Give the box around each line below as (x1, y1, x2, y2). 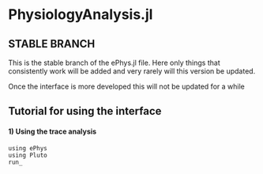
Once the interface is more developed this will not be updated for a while (8, 81, 245, 91)
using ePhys (8, 144, 47, 152)
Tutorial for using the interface (8, 104, 162, 118)
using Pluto (8, 151, 47, 159)
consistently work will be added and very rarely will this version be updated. (8, 66, 256, 76)
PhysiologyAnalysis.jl (8, 6, 153, 24)
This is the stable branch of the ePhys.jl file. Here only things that (8, 58, 220, 67)
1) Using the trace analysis (8, 127, 97, 136)
